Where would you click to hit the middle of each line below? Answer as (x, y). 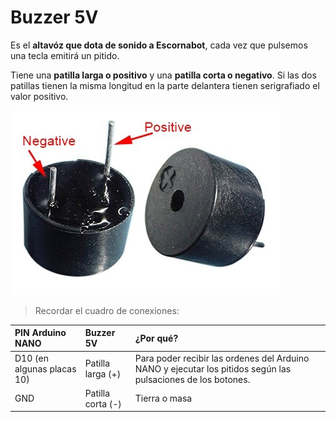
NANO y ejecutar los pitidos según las (213, 368)
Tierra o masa (163, 398)
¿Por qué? (156, 338)
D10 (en (31, 358)
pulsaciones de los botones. (192, 379)
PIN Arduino (40, 333)
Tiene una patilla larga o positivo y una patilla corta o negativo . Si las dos (163, 75)
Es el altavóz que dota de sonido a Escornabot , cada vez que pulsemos (159, 45)
